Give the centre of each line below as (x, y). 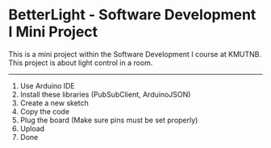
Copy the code (45, 111)
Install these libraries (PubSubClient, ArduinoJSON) (105, 94)
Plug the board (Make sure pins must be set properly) (109, 120)
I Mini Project (53, 32)
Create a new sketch (54, 103)
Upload (32, 128)
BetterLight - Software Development (132, 15)
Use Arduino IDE (47, 85)
